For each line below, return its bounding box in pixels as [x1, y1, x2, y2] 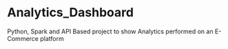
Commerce [7, 34, 39, 42]
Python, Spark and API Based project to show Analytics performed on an [7, 27, 214, 35]
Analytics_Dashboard [7, 5, 134, 20]
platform [40, 34, 64, 42]
